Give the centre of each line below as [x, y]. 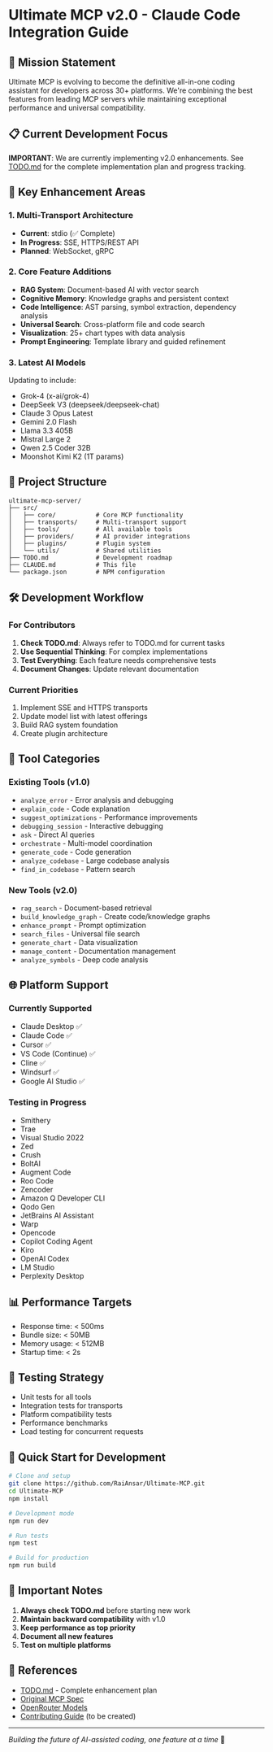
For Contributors [42, 625]
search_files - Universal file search [80, 934]
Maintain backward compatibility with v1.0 [93, 1619]
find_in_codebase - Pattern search [78, 869]
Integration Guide [69, 32]
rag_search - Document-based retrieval [86, 908]
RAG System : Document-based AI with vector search [109, 290]
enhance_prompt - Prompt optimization [83, 925]
